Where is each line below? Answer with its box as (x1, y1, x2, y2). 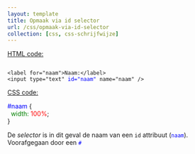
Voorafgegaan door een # (7, 138, 82, 147)
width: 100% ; (10, 109, 50, 118)
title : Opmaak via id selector (7, 17, 100, 24)
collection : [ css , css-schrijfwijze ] (7, 30, 119, 38)
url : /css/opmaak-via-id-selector (7, 23, 110, 31)
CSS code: (7, 88, 39, 97)
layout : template (7, 10, 59, 18)
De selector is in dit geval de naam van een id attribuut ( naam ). (7, 131, 189, 139)
